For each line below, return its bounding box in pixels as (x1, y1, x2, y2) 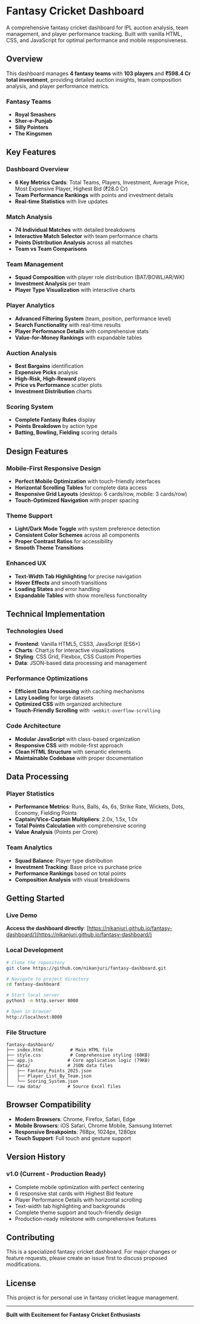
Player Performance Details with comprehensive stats (14, 327, 149, 335)
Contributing (6, 1232, 55, 1242)
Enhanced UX (6, 559, 46, 568)
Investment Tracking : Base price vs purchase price (14, 863, 142, 870)
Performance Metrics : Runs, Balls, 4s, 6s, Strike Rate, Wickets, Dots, (14, 803, 185, 810)
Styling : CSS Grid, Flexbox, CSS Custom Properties (14, 653, 142, 660)
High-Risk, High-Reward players (14, 375, 96, 382)
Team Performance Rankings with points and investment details (14, 191, 174, 198)
